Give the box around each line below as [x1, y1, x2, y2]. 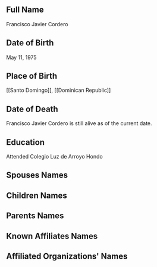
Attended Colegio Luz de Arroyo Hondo [6, 153, 103, 160]
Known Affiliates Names [6, 231, 98, 241]
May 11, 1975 [6, 54, 37, 61]
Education [6, 137, 45, 147]
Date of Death [6, 104, 58, 114]
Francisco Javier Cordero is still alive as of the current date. [6, 120, 153, 127]
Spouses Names [6, 170, 68, 181]
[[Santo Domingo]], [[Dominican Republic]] [6, 86, 111, 94]
